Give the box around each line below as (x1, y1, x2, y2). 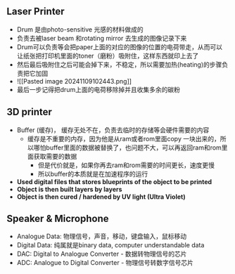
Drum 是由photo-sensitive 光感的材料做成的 (16, 25, 144, 34)
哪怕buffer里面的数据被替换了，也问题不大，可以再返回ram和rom (33, 143, 222, 152)
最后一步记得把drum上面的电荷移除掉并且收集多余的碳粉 (16, 85, 181, 93)
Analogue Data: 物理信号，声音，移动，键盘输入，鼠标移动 (16, 232, 187, 241)
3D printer (6, 106, 52, 118)
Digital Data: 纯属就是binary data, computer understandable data (16, 241, 205, 249)
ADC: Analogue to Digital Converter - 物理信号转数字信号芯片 (16, 259, 194, 267)
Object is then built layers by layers (16, 185, 122, 193)
